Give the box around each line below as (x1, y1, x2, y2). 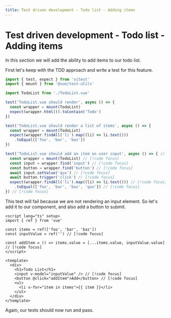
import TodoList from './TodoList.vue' (5, 91, 90, 96)
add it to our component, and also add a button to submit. (5, 204, 126, 210)
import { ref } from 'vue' (5, 218, 63, 223)
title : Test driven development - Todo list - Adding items (5, 7, 136, 13)
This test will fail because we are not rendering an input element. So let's (5, 198, 158, 204)
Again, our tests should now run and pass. (5, 307, 94, 313)
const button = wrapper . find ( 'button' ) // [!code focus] (10, 165, 133, 170)
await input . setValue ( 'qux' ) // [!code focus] (10, 170, 110, 176)
